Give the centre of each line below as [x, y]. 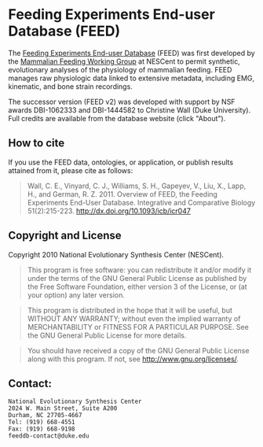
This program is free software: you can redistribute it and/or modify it [139, 270]
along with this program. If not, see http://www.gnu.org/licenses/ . [133, 359]
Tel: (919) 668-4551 [42, 423]
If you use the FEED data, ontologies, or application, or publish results [121, 162]
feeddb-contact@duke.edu [49, 436]
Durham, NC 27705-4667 [45, 416]
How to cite [37, 143]
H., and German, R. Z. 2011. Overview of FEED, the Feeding [122, 194]
